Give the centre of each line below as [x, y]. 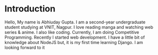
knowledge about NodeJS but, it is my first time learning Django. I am [74, 42]
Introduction [30, 9]
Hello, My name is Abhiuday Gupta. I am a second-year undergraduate [75, 22]
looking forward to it [25, 47]
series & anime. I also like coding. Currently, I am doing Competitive [72, 32]
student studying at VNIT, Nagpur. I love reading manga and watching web [79, 27]
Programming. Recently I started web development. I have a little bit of [75, 37]
